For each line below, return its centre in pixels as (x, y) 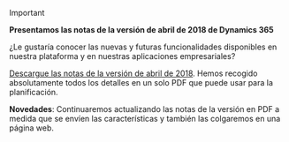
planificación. (34, 92)
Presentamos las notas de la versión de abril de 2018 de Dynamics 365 (141, 30)
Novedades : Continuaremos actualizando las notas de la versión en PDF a (144, 109)
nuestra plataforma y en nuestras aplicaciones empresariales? (122, 56)
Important (27, 13)
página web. (32, 128)
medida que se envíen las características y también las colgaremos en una (145, 119)
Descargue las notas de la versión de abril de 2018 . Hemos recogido (133, 73)
